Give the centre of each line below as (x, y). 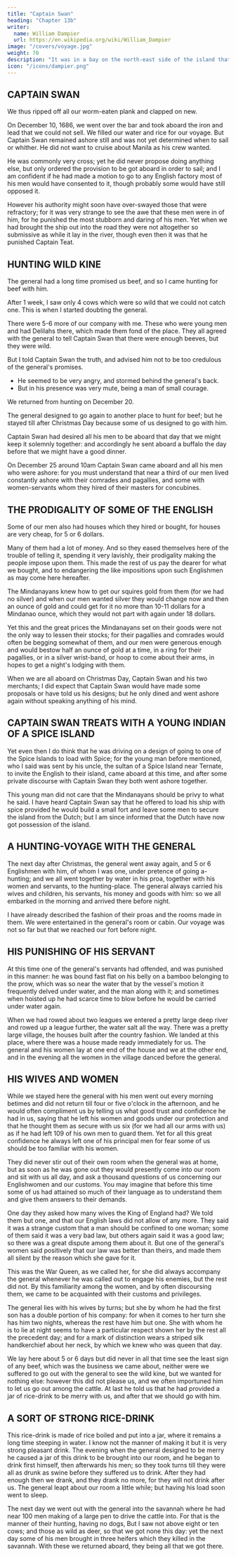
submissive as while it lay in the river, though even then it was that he (107, 235)
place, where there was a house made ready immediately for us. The (106, 1042)
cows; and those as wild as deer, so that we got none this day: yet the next (115, 1531)
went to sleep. (28, 1495)
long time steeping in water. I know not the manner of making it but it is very (117, 1443)
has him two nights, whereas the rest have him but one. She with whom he (115, 1323)
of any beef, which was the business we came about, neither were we (108, 1366)
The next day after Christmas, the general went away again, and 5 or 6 (109, 864)
